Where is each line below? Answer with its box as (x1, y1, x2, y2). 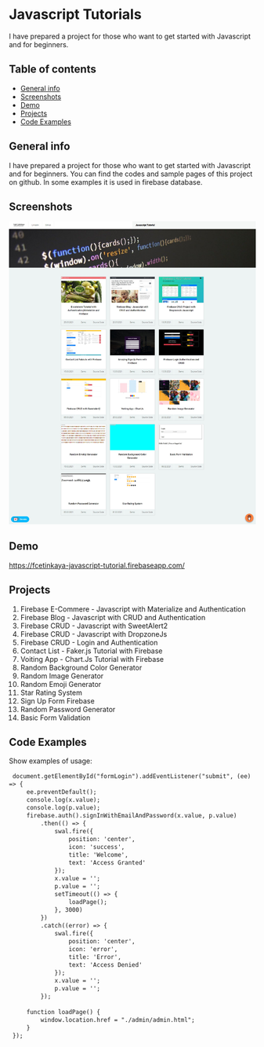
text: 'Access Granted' (68, 859, 146, 867)
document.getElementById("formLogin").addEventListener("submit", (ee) (12, 773, 251, 781)
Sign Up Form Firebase (20, 696, 95, 705)
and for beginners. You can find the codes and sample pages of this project (9, 169, 253, 178)
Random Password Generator (20, 704, 116, 714)
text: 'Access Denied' (68, 961, 143, 969)
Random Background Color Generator (20, 663, 143, 672)
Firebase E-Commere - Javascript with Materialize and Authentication (20, 604, 246, 614)
